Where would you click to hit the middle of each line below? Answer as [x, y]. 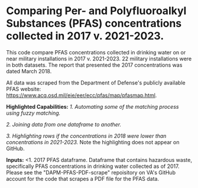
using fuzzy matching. [33, 113]
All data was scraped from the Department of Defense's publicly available [96, 82]
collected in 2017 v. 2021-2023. [85, 36]
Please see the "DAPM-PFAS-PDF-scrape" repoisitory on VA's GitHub [91, 172]
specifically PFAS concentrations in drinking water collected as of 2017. [93, 166]
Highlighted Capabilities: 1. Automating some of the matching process [92, 106]
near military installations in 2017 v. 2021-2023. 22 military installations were [99, 59]
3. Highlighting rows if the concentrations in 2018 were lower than [86, 136]
